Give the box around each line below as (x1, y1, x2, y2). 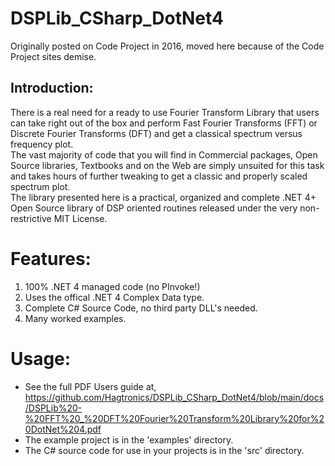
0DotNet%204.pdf (24, 423, 102, 435)
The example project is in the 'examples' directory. (24, 433, 234, 446)
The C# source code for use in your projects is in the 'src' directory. (24, 444, 305, 456)
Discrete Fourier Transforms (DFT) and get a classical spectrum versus (10, 127, 303, 139)
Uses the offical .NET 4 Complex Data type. (24, 291, 205, 303)
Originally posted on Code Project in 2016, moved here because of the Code (10, 40, 325, 52)
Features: (10, 247, 92, 270)
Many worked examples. (24, 312, 127, 324)
